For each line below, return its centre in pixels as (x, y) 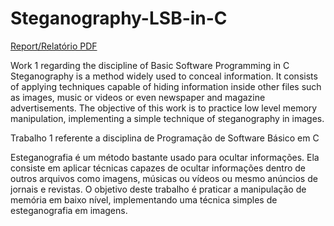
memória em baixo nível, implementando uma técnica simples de (144, 199)
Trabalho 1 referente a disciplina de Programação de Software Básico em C (165, 138)
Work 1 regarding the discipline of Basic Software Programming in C (150, 65)
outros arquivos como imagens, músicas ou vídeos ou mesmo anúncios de (164, 178)
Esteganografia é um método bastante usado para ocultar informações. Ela (165, 157)
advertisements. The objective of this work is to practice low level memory (164, 108)
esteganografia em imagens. (69, 210)
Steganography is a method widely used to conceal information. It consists (164, 76)
